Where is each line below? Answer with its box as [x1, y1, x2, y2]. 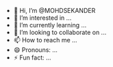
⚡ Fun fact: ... [13, 53, 51, 62]
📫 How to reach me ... [13, 36, 77, 44]
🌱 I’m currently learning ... [13, 21, 87, 29]
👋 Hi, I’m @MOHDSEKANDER [13, 7, 96, 14]
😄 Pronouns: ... [13, 46, 58, 54]
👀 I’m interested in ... [13, 14, 72, 22]
